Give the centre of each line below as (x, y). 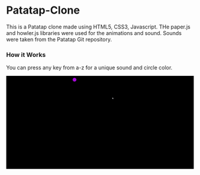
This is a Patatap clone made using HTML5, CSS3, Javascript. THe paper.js (98, 27)
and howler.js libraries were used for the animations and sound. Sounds (94, 33)
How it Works (26, 55)
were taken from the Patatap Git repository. (59, 39)
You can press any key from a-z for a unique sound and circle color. (89, 68)
